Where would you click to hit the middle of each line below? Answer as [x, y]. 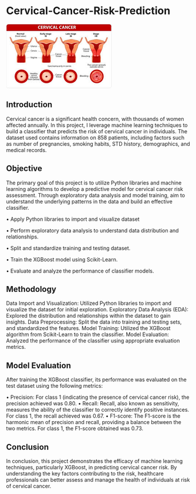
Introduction [29, 105]
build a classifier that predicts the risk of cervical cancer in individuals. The [97, 131]
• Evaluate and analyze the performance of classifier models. [80, 271]
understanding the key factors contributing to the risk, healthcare [85, 473]
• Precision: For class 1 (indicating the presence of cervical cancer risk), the [98, 397]
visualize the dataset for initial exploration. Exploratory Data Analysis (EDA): [97, 310]
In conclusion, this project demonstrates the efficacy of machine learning [94, 461]
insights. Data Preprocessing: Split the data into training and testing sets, [94, 322]
